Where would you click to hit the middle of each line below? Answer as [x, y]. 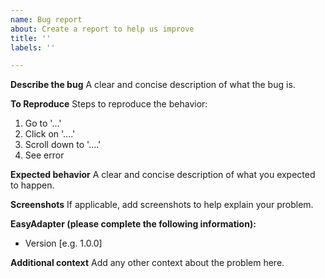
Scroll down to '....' [63, 145]
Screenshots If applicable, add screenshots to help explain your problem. [162, 205]
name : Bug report [46, 19]
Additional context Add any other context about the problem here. [147, 263]
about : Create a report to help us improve [102, 29]
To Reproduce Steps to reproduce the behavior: [109, 104]
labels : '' [33, 47]
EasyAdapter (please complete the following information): [133, 224]
